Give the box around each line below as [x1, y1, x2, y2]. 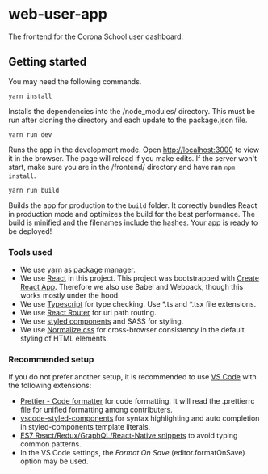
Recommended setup [8, 353, 94, 365]
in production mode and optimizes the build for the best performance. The [8, 209, 256, 218]
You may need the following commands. [8, 76, 142, 86]
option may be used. [19, 456, 89, 466]
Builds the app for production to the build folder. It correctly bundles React [8, 200, 258, 210]
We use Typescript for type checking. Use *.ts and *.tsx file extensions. [19, 299, 257, 309]
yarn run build [8, 186, 60, 194]
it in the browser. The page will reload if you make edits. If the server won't [8, 153, 258, 163]
